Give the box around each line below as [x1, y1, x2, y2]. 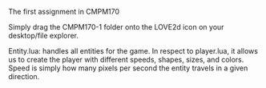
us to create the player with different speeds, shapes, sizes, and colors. [8, 55, 244, 64]
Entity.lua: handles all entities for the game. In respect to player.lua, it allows [8, 46, 259, 55]
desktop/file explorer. [8, 31, 79, 40]
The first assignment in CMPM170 [8, 7, 120, 16]
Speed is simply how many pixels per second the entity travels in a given [8, 63, 248, 73]
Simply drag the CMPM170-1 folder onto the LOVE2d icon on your [8, 22, 224, 31]
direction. [8, 72, 40, 81]
